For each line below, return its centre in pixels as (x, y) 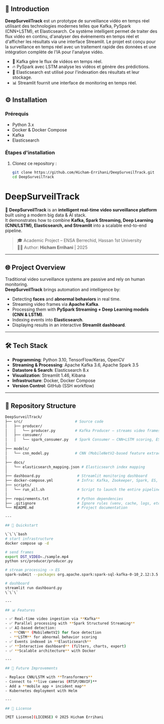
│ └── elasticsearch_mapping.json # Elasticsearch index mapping (75, 467)
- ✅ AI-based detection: (31, 628)
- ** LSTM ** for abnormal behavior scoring (53, 637)
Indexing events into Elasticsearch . (48, 320)
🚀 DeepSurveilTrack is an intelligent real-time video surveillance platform (81, 210)
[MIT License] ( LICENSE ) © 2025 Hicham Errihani (54, 717)
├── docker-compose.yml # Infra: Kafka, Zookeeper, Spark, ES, (82, 481)
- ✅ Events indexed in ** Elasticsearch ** (48, 641)
